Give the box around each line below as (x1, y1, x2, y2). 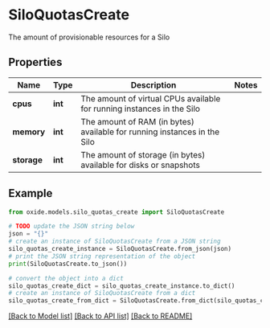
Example (8, 187, 53, 200)
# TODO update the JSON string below (8, 223, 135, 231)
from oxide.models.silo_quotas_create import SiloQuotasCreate (8, 207, 225, 216)
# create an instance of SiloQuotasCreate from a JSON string (8, 237, 221, 246)
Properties (8, 55, 63, 69)
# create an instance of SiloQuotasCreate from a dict (8, 289, 196, 297)
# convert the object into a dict (8, 274, 125, 282)
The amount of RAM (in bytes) (80, 116, 194, 127)
